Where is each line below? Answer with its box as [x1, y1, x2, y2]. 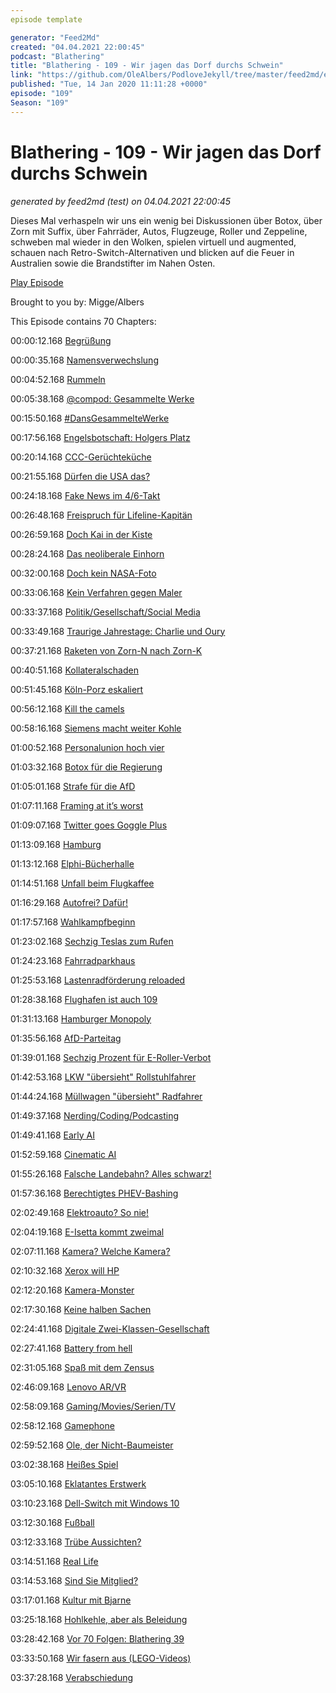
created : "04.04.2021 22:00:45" [10, 42, 145, 52]
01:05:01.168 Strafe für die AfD [10, 780, 136, 792]
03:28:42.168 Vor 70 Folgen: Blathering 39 [10, 1632, 185, 1645]
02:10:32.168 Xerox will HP [10, 1264, 120, 1276]
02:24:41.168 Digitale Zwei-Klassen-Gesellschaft [10, 1322, 210, 1335]
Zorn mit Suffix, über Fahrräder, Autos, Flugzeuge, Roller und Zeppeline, [10, 225, 308, 237]
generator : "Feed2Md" [10, 32, 101, 43]
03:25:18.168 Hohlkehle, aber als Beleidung [10, 1613, 188, 1625]
